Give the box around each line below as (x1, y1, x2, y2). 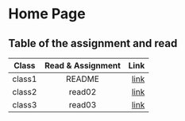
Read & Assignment (44, 60, 121, 71)
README (66, 73, 99, 84)
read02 (68, 87, 97, 97)
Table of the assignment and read (8, 37, 178, 50)
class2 (12, 87, 37, 97)
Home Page (8, 5, 86, 23)
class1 (12, 73, 37, 84)
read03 (68, 100, 97, 110)
